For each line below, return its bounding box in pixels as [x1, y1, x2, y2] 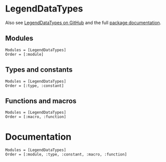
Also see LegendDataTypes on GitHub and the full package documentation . [5, 20, 161, 26]
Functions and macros [5, 96, 77, 105]
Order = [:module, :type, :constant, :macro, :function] [5, 152, 127, 157]
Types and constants [5, 66, 73, 74]
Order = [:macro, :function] [5, 114, 66, 119]
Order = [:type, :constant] [5, 83, 64, 88]
